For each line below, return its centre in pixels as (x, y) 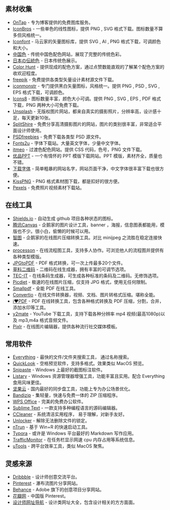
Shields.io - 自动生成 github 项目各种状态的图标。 (64, 218)
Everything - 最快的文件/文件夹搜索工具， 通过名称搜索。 (72, 357)
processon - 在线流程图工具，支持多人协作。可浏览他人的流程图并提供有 (88, 250)
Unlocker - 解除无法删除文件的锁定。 (51, 421)
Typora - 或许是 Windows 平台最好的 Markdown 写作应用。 (74, 433)
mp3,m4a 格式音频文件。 (45, 320)
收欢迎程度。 (26, 73)
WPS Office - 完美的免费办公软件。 (49, 402)
